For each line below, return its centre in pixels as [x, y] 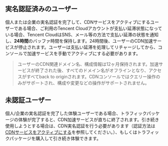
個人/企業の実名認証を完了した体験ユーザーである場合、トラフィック [76, 113]
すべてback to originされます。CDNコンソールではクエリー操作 [91, 76]
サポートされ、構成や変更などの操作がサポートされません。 [88, 83]
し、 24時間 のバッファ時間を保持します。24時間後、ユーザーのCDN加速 [79, 41]
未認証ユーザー [28, 100]
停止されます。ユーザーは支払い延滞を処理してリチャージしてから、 [88, 47]
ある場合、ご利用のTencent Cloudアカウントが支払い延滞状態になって [90, 28]
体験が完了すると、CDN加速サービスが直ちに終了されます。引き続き [89, 119]
